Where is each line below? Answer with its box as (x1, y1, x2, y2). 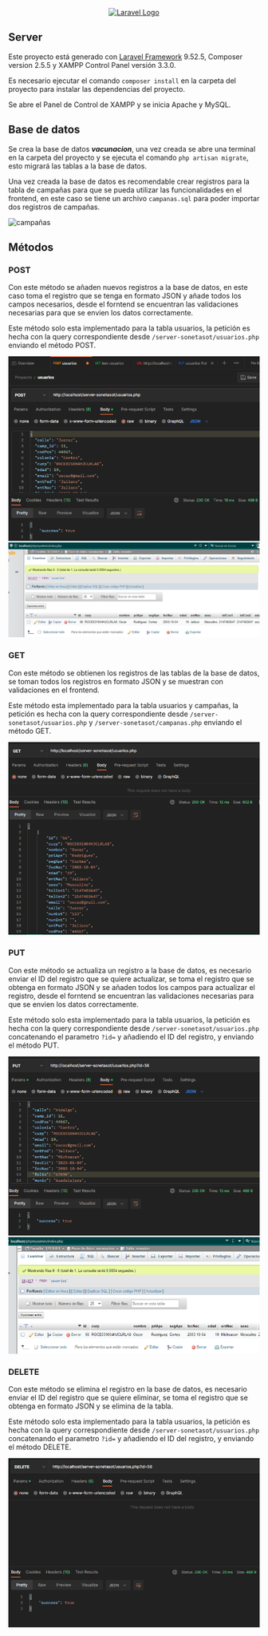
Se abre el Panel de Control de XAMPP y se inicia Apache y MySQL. (8, 100, 231, 109)
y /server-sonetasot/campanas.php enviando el (89, 717, 242, 727)
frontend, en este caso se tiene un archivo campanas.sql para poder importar (8, 193, 260, 203)
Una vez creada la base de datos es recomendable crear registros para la (8, 176, 250, 186)
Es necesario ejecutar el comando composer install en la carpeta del (8, 76, 237, 85)
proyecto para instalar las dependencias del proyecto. (8, 84, 186, 93)
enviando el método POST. (8, 340, 97, 351)
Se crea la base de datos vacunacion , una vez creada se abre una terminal (8, 144, 256, 153)
